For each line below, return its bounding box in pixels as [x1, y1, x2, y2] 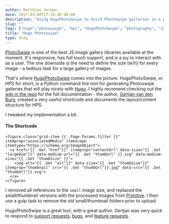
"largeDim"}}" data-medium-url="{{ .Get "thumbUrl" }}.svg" [5, 152, 134, 157]
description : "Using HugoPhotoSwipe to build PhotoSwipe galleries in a [5, 17, 161, 22]
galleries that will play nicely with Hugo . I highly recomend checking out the [5, 86, 162, 92]
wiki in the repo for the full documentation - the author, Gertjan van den [5, 91, 153, 97]
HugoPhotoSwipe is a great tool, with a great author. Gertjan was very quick [5, 207, 162, 214]
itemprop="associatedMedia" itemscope [5, 139, 87, 144]
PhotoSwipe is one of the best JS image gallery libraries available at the [5, 49, 154, 55]
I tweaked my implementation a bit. [5, 111, 78, 117]
